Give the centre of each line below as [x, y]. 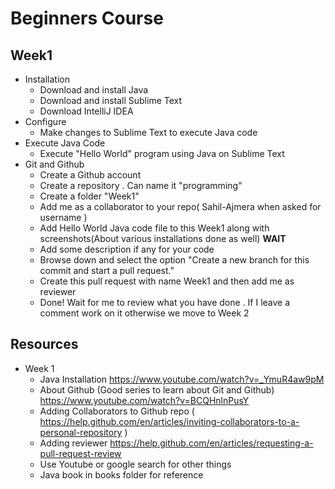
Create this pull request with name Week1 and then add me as [167, 281]
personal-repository [81, 432]
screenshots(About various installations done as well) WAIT [163, 238]
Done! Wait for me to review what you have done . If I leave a [165, 302]
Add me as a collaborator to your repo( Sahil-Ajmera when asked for [180, 206]
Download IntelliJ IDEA [86, 111]
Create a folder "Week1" [89, 196]
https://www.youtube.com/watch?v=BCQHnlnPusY [144, 400]
